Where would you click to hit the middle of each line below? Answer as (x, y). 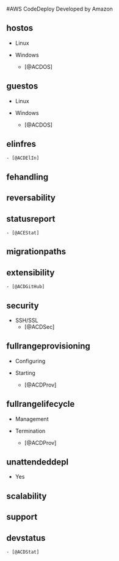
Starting (25, 373)
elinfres (21, 144)
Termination (30, 431)
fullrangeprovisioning (48, 346)
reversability (31, 198)
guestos (22, 86)
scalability (27, 496)
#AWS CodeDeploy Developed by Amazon (60, 9)
